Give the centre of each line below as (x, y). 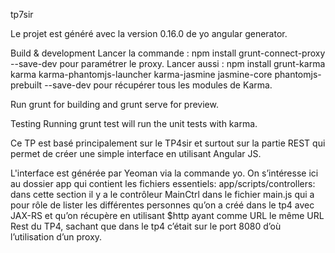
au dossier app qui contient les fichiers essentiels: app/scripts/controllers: (163, 183)
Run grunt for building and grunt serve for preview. (114, 104)
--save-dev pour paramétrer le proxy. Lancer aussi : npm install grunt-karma (168, 63)
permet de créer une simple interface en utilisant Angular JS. (136, 153)
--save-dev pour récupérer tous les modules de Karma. (158, 85)
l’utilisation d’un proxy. (56, 237)
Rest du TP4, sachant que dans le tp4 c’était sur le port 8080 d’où (146, 226)
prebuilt (26, 85)
